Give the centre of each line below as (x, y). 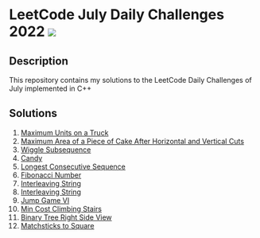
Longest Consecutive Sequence (73, 166)
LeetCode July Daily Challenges (117, 15)
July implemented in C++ (50, 88)
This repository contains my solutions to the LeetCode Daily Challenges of (131, 80)
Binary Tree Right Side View (66, 217)
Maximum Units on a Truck (64, 132)
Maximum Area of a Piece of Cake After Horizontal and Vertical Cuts (132, 141)
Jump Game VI (45, 200)
